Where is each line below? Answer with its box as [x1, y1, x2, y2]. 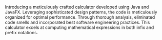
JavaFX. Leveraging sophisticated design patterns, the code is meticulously [5, 9, 158, 15]
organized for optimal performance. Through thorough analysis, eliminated [5, 14, 155, 20]
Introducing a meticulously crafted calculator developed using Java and [5, 4, 149, 10]
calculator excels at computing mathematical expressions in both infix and [5, 25, 154, 30]
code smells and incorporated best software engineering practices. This [5, 19, 150, 25]
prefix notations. [5, 30, 38, 35]
